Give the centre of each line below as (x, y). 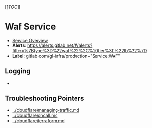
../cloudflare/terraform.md (38, 120)
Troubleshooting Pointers (45, 98)
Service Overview (30, 40)
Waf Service (30, 27)
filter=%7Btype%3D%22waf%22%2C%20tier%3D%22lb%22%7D (79, 50)
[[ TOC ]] (13, 7)
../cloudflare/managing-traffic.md (46, 110)
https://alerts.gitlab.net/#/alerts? (60, 45)
